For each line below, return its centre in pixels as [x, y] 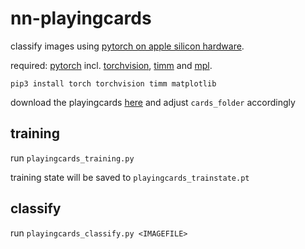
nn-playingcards [81, 18]
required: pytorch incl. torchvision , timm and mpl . [111, 65]
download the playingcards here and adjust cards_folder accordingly [153, 102]
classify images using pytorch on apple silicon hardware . [127, 46]
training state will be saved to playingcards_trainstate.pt [130, 177]
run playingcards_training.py [72, 158]
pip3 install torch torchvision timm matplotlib [113, 83]
